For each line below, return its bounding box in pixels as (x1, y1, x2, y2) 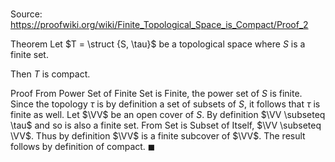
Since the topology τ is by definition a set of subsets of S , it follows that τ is (10, 98, 321, 110)
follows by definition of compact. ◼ (10, 141, 156, 153)
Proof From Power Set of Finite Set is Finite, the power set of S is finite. (10, 88, 303, 100)
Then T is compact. (10, 68, 91, 80)
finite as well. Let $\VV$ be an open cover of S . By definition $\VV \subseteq (10, 109, 326, 121)
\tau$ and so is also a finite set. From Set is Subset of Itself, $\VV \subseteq (10, 119, 322, 132)
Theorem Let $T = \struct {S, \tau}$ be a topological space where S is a (10, 38, 306, 50)
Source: (10, 8, 43, 20)
